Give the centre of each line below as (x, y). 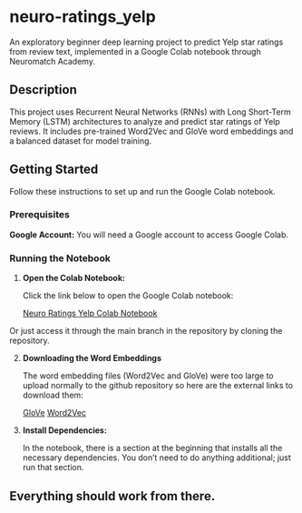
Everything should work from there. (112, 496)
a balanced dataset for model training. (81, 141)
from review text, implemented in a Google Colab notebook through (135, 51)
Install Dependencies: (64, 430)
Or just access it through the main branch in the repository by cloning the (146, 331)
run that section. (53, 468)
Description (43, 90)
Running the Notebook (60, 258)
